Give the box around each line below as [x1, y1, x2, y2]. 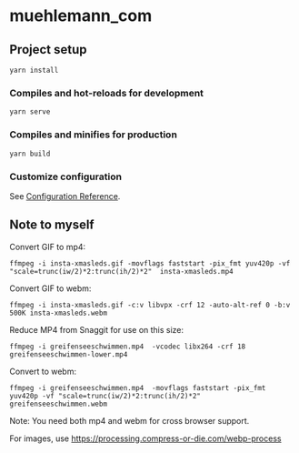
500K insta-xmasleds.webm [9, 308, 107, 317]
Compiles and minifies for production [9, 128, 177, 141]
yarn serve [9, 107, 51, 116]
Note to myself [9, 217, 95, 233]
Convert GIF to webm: [9, 283, 92, 294]
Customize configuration [9, 170, 123, 183]
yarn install [9, 65, 59, 75]
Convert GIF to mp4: [9, 241, 86, 252]
